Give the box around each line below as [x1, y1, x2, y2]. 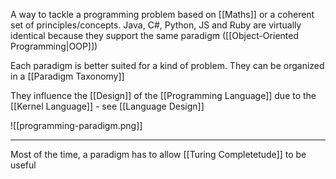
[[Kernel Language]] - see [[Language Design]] [10, 100, 205, 112]
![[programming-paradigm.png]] [10, 120, 143, 131]
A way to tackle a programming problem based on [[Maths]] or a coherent [10, 9, 315, 20]
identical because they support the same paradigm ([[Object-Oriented [10, 30, 299, 41]
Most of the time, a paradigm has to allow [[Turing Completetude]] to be [10, 149, 307, 160]
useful [10, 159, 37, 171]
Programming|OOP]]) [10, 40, 98, 52]
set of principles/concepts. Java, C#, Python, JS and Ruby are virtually [10, 19, 302, 31]
